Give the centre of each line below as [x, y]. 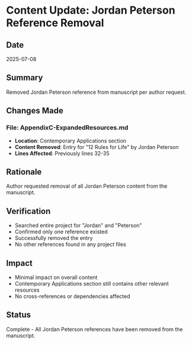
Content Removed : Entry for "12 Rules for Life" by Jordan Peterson [97, 147]
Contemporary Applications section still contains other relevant [92, 283]
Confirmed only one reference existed [61, 232]
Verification [28, 211]
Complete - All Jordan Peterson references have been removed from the [95, 329]
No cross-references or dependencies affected [72, 296]
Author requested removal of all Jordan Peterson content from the [87, 186]
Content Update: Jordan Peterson [91, 10]
